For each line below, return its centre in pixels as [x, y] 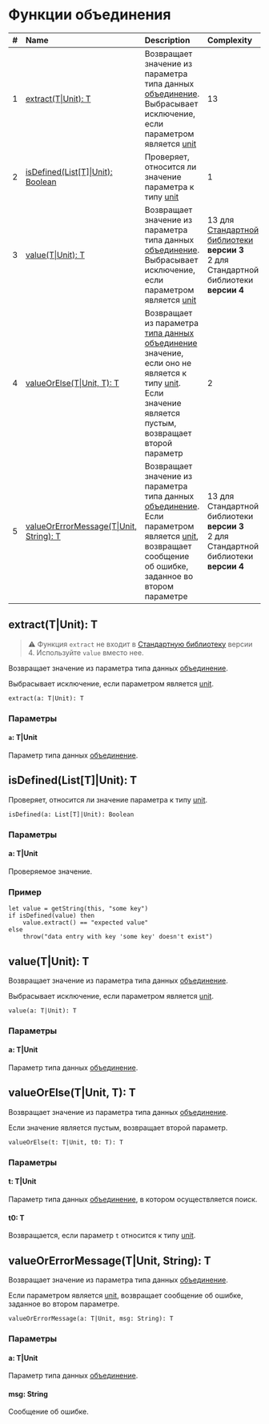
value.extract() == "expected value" [86, 923]
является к [165, 372]
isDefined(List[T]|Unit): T [73, 780]
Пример [25, 892]
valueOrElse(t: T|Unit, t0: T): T [66, 1142]
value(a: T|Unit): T [43, 1011]
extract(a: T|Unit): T [46, 698]
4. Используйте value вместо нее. [86, 652]
